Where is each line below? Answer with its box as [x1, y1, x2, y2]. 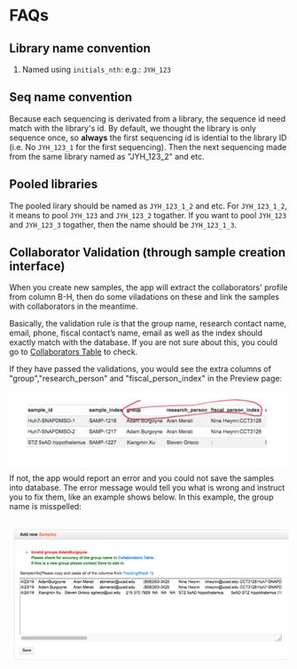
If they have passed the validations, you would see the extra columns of [9, 364, 272, 374]
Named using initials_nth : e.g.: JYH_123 [21, 64, 171, 75]
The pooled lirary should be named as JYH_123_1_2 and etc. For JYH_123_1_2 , [9, 201, 288, 211]
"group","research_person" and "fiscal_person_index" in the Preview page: [9, 374, 283, 384]
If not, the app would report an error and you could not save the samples [9, 472, 275, 484]
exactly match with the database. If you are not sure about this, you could [9, 337, 277, 348]
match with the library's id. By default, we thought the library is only [9, 122, 257, 133]
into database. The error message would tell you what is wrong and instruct [9, 482, 285, 492]
